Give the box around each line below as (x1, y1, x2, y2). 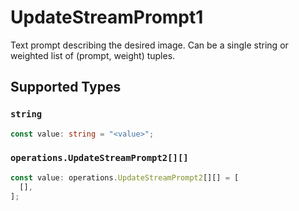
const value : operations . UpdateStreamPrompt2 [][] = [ (10, 172, 240, 183)
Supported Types (10, 79, 122, 96)
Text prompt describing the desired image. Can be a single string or (10, 39, 289, 51)
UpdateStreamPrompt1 (10, 6, 204, 29)
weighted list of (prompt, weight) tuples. (10, 49, 176, 61)
